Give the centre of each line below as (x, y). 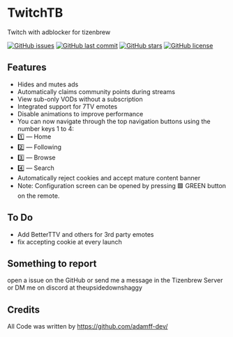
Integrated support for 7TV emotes (67, 107)
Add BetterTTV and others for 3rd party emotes (85, 234)
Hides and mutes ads (48, 84)
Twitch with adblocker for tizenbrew (59, 32)
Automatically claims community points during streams (96, 91)
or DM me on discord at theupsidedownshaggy (75, 288)
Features (27, 68)
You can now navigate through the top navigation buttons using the (114, 121)
